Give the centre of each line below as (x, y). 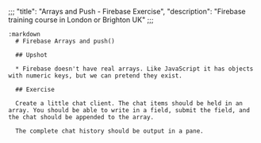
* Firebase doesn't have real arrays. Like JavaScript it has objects (134, 69)
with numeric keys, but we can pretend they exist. (95, 76)
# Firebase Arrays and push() (65, 41)
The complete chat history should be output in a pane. (109, 131)
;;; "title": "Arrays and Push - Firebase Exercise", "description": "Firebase (127, 11)
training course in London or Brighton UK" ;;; (81, 20)
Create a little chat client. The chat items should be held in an (129, 103)
